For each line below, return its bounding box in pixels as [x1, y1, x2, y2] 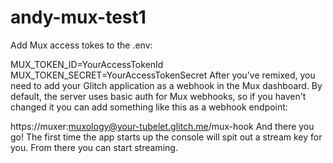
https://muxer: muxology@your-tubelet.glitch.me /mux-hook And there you [10, 120, 315, 132]
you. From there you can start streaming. [10, 141, 178, 153]
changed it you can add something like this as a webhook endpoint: [10, 101, 288, 113]
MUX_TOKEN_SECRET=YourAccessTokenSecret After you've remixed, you [10, 69, 316, 81]
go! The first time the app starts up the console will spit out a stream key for [10, 131, 323, 143]
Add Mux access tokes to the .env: [10, 39, 153, 51]
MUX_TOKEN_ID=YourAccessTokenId [10, 58, 164, 70]
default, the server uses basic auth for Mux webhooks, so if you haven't [10, 90, 307, 102]
